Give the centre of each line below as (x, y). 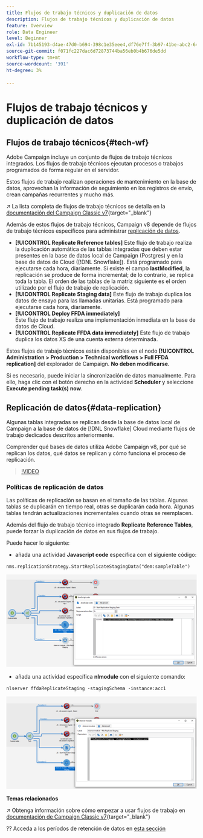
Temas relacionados (32, 798)
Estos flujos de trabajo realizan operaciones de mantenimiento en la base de (101, 182)
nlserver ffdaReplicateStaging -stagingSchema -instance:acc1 (86, 688)
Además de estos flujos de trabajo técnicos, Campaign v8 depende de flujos (101, 225)
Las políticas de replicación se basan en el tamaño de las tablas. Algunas (97, 500)
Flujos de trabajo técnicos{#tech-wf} (78, 142)
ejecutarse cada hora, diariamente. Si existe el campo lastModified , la (102, 268)
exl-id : (16, 45)
